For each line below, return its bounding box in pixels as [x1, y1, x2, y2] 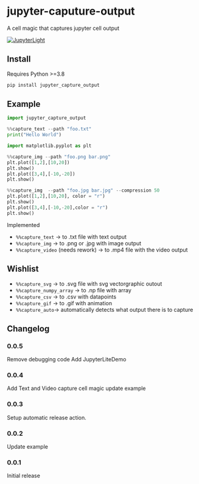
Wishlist [7, 264, 39, 274]
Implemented [7, 221, 40, 228]
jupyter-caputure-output [7, 4, 136, 18]
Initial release [7, 472, 40, 480]
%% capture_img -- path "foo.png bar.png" [7, 154, 111, 160]
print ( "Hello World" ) [7, 132, 62, 138]
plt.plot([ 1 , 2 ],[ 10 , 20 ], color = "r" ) [7, 193, 105, 200]
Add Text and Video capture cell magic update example [7, 385, 146, 392]
